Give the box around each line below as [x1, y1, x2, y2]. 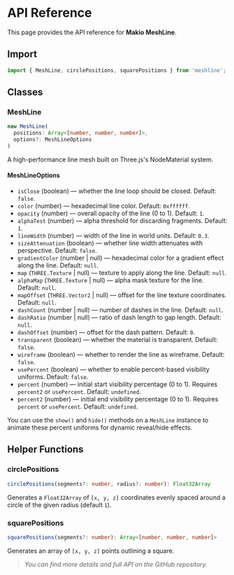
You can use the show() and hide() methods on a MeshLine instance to [7, 416, 209, 425]
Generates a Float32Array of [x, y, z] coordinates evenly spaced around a [7, 493, 226, 502]
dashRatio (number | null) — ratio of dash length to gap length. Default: [17, 313, 221, 322]
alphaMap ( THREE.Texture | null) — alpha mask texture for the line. [17, 276, 204, 285]
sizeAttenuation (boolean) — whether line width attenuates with [17, 239, 203, 248]
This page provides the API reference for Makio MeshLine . [7, 28, 177, 36]
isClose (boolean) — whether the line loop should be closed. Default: [17, 187, 217, 195]
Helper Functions [7, 443, 84, 455]
